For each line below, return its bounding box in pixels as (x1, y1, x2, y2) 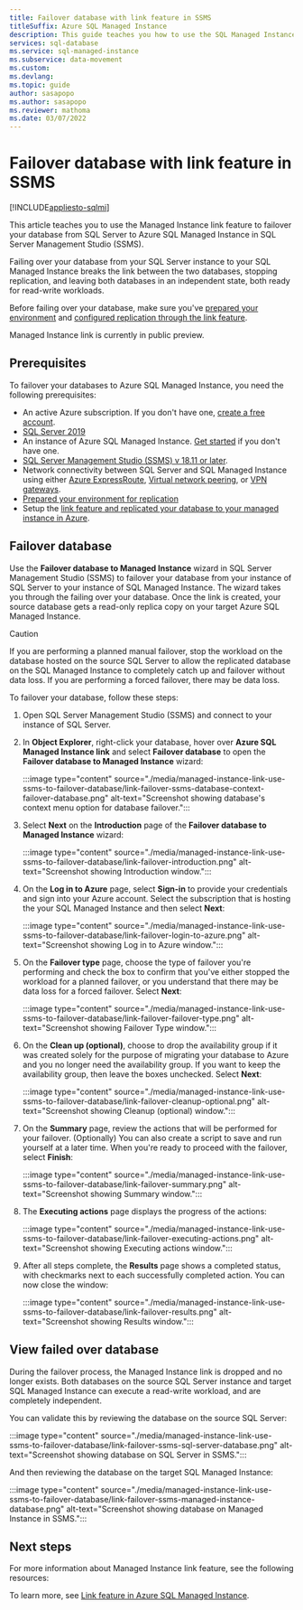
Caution (9, 628, 39, 639)
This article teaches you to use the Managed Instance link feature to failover (9, 220, 292, 230)
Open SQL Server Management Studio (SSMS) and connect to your (22, 709, 272, 720)
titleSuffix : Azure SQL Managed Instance (9, 22, 168, 31)
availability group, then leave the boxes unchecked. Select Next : (22, 1068, 262, 1080)
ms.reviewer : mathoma (9, 106, 91, 115)
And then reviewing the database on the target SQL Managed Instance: (9, 1466, 273, 1477)
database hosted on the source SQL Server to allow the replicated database (9, 655, 291, 666)
